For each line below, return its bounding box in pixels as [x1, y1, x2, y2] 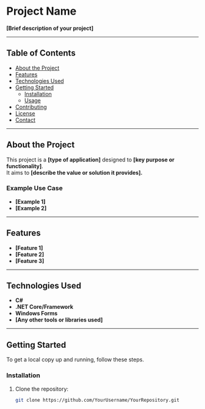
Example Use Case [6, 184, 63, 193]
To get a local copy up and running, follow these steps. [6, 356, 145, 363]
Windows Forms [15, 310, 58, 317]
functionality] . [6, 162, 44, 169]
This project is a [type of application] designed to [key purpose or [6, 156, 175, 163]
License [15, 109, 35, 117]
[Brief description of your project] [6, 24, 93, 32]
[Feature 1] [15, 244, 43, 251]
